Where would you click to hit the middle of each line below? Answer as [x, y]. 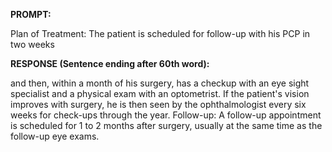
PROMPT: [31, 14]
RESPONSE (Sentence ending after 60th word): [110, 63]
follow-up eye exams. [55, 136]
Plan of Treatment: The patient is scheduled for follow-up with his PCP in [160, 33]
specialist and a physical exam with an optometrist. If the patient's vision [160, 93]
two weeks [32, 44]
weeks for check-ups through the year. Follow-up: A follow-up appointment [166, 115]
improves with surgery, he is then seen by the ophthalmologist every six [158, 104]
